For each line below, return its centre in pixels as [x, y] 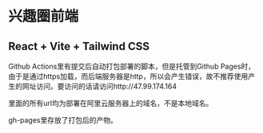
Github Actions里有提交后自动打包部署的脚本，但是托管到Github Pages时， [132, 66]
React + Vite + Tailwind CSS [79, 46]
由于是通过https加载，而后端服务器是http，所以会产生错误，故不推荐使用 [128, 76]
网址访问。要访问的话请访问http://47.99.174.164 [100, 86]
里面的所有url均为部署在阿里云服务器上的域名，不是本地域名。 [111, 103]
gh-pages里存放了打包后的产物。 [63, 120]
